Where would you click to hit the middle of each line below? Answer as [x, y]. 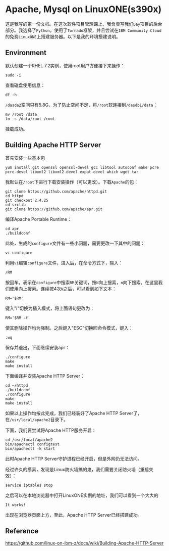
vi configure [19, 253]
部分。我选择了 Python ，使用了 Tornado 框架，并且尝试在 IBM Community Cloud [83, 30]
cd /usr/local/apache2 [29, 440]
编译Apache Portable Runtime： [38, 219]
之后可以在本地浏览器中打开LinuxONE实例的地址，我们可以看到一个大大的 [82, 495]
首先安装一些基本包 [25, 158]
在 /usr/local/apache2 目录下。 [37, 419]
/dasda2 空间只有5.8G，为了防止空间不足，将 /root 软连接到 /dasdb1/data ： [81, 105]
